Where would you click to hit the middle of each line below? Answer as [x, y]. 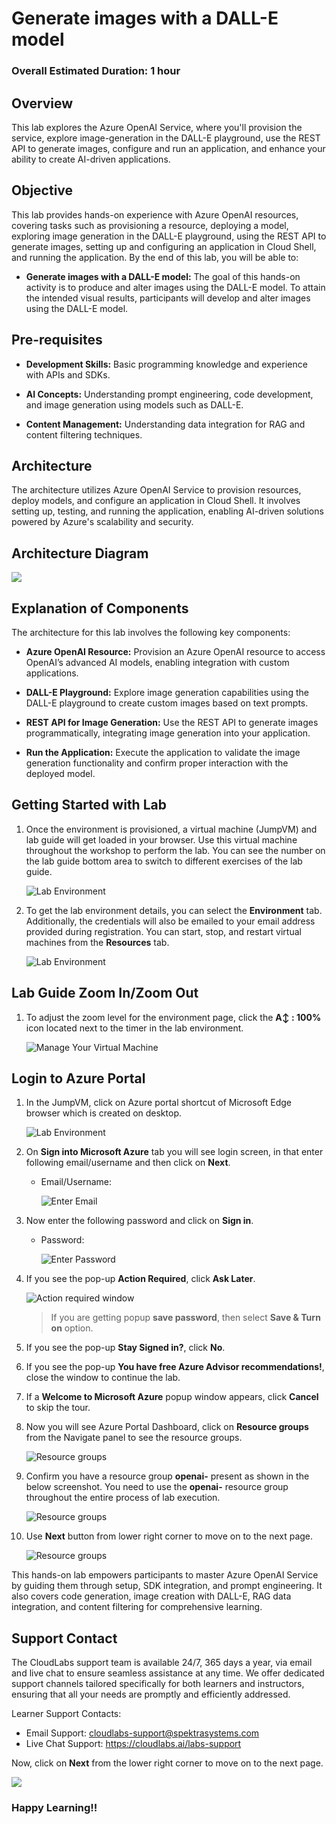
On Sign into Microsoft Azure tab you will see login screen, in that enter [174, 1152]
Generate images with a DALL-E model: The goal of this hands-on [163, 276]
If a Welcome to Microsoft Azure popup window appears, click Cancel [172, 1397]
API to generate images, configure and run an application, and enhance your [168, 148]
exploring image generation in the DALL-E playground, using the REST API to [169, 236]
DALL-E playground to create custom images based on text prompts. [167, 703]
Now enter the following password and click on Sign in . [139, 1221]
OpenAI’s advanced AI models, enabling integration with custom [157, 662]
